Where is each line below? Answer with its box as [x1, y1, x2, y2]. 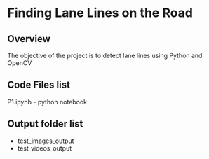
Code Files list [7, 79, 70, 91]
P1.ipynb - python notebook [7, 97, 88, 106]
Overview [7, 33, 51, 45]
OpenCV [7, 59, 32, 67]
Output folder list [7, 118, 83, 130]
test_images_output [17, 137, 74, 145]
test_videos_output [17, 144, 72, 152]
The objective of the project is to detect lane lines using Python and [7, 51, 203, 60]
